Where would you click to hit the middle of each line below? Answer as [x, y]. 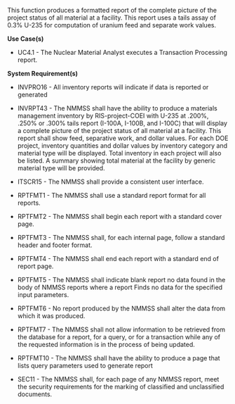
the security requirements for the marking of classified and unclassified [121, 387]
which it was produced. [51, 316]
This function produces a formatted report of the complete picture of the [112, 10]
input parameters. [43, 295]
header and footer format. [55, 245]
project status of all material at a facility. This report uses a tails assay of [112, 18]
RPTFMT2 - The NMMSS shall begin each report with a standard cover [120, 216]
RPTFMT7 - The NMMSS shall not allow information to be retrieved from [121, 329]
